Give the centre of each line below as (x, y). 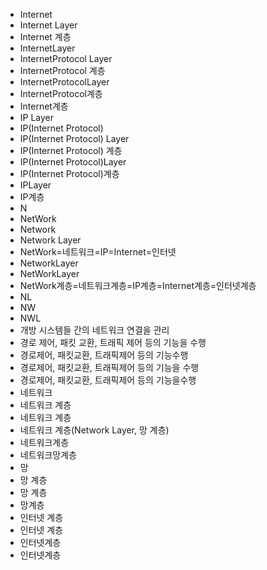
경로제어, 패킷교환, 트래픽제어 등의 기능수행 (104, 355)
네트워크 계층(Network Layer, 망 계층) (94, 430)
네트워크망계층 (48, 455)
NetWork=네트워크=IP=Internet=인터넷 (98, 252)
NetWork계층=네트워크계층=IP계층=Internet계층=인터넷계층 (138, 285)
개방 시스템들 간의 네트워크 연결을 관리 (94, 330)
